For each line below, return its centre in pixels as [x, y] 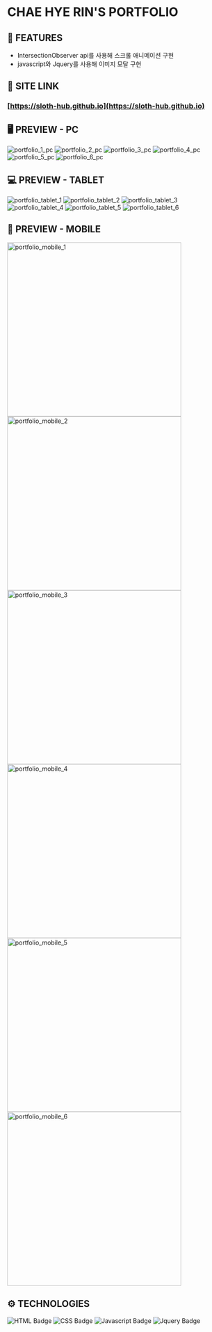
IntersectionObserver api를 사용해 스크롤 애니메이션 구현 [96, 55]
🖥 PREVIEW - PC [43, 129]
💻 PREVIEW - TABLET [56, 180]
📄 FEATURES [35, 38]
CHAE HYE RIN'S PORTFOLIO [93, 12]
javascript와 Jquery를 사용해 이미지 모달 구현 [79, 64]
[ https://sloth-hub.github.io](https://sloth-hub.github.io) [106, 106]
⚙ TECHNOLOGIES [49, 1304]
